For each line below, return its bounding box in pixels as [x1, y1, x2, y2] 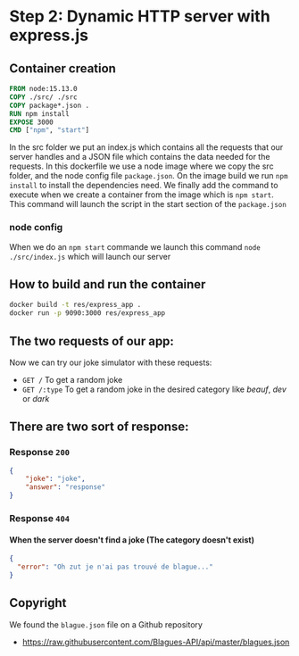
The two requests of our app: [9, 333, 174, 349]
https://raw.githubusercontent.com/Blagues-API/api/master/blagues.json [21, 636, 290, 647]
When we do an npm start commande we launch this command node [9, 241, 261, 252]
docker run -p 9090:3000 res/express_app [9, 309, 166, 318]
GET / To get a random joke [21, 374, 123, 385]
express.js [9, 25, 89, 46]
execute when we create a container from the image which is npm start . [9, 189, 274, 200]
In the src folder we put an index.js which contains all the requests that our [9, 142, 284, 153]
